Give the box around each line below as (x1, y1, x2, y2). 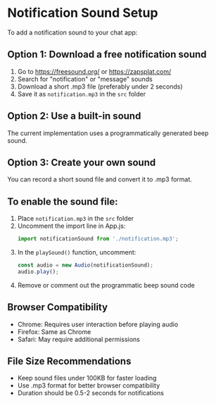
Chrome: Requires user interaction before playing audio (17, 320, 179, 328)
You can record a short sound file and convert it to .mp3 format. (7, 175, 192, 184)
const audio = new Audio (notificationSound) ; (17, 262, 153, 269)
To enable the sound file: (7, 196, 118, 207)
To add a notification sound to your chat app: (7, 28, 138, 37)
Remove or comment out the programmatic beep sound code (17, 281, 195, 289)
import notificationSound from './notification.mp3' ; (17, 236, 179, 243)
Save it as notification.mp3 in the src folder (17, 89, 146, 98)
